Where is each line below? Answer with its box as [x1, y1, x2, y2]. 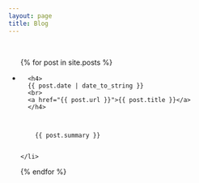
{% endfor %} [19, 167, 67, 177]
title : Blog [8, 19, 49, 28]
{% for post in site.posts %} [19, 57, 113, 67]
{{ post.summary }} [35, 131, 101, 139]
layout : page [8, 11, 53, 20]
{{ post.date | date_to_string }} [28, 82, 144, 90]
